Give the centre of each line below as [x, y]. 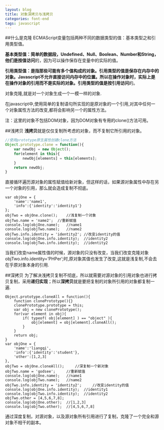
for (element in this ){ [37, 154]
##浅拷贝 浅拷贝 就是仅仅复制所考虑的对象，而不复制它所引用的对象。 [75, 131]
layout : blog [18, 10]
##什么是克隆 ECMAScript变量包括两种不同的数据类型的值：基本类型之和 [78, 38]
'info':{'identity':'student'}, [47, 353]
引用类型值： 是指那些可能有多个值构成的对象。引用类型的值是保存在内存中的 [82, 71]
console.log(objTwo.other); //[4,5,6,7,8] [50, 407]
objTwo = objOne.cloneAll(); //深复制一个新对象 [57, 366]
